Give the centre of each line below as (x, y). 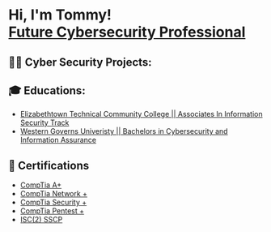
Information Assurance (58, 140)
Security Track (44, 122)
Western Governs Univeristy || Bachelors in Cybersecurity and (124, 131)
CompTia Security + (53, 202)
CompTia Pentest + (52, 211)
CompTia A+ (41, 185)
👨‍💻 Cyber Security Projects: (80, 62)
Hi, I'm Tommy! (60, 15)
